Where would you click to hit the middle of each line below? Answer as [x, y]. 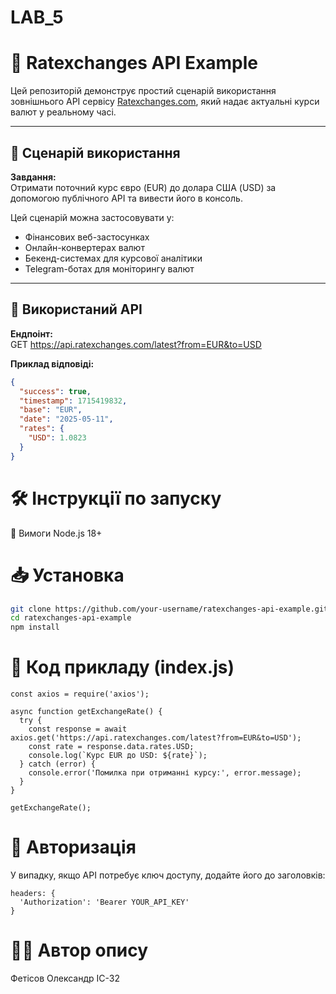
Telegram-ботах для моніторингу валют [109, 268]
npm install [35, 627]
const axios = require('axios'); [80, 694]
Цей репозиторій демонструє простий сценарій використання [143, 91]
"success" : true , [55, 391]
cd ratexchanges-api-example [71, 618]
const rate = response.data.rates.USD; [111, 747]
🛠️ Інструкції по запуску [116, 498]
